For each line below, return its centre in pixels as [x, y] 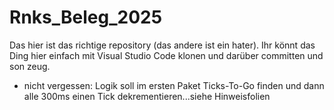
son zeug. [30, 66]
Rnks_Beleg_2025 [86, 17]
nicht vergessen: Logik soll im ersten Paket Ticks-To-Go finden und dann [174, 85]
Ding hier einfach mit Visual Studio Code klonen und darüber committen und [166, 55]
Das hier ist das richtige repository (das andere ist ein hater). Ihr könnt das [162, 45]
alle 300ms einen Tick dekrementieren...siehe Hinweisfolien [147, 96]
